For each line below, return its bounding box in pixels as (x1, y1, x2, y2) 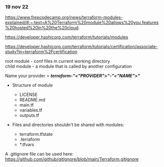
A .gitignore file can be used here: (5, 151, 73, 157)
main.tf (19, 102, 34, 108)
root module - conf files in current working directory (5, 58, 110, 64)
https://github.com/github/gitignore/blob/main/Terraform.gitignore (5, 156, 139, 162)
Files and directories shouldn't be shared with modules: (12, 122, 124, 128)
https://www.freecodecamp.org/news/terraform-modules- (5, 15, 123, 20)
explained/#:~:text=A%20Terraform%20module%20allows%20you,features (5, 19, 159, 25)
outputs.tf (19, 112, 39, 118)
